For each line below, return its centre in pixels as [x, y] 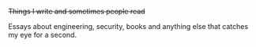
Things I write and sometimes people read [77, 11]
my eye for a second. [43, 35]
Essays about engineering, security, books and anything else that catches [128, 26]
